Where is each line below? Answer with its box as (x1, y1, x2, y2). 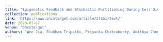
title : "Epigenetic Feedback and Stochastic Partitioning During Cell (5, 7, 151, 12)
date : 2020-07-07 (5, 20, 40, 26)
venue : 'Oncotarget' (5, 25, 47, 30)
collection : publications (5, 12, 57, 16)
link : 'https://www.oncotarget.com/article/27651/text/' (5, 16, 123, 21)
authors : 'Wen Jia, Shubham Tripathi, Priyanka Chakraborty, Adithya (5, 29, 149, 34)
